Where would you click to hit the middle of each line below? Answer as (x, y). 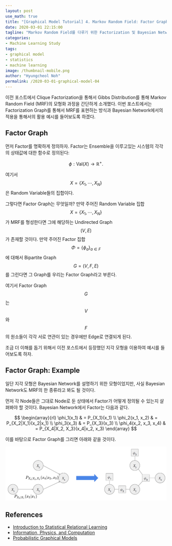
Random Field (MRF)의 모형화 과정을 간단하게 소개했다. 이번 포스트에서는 (79, 104)
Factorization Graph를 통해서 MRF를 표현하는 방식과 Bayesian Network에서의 (84, 110)
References (24, 515)
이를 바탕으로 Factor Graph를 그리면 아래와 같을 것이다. (61, 439)
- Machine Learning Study (33, 44)
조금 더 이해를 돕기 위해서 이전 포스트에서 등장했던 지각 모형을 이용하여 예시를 (82, 347)
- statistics (19, 60)
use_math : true (21, 16)
